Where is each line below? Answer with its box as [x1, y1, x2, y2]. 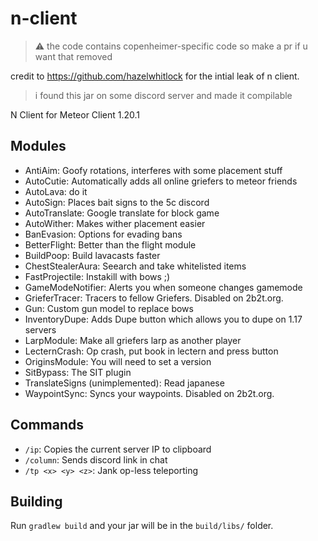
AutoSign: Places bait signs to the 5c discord [24, 196, 210, 208]
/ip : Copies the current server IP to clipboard [24, 443, 212, 455]
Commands [10, 417, 85, 434]
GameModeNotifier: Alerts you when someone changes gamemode [24, 281, 303, 293]
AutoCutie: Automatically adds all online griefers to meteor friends [24, 175, 298, 187]
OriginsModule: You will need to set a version [24, 355, 212, 367]
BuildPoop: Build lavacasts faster [24, 249, 161, 261]
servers [24, 323, 57, 336]
